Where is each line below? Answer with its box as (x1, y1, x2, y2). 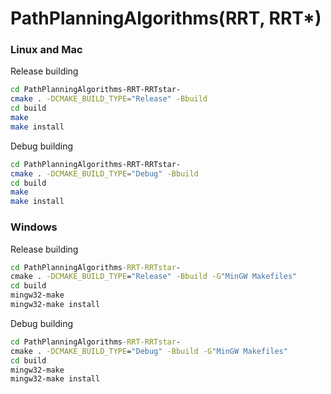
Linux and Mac (10, 43, 83, 57)
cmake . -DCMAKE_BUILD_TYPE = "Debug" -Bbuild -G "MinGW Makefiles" (10, 346, 288, 356)
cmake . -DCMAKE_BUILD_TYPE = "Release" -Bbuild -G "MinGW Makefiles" (10, 272, 298, 282)
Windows (10, 220, 58, 234)
